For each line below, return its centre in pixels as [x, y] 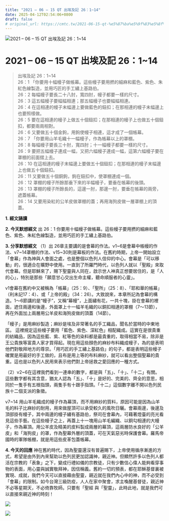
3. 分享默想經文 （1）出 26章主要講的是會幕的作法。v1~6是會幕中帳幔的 [79, 246]
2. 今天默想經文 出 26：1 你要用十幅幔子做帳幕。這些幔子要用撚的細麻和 [79, 229]
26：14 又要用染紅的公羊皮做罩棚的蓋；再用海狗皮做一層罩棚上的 [85, 201]
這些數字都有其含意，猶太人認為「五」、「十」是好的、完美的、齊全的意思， [82, 379]
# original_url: [22, 24]
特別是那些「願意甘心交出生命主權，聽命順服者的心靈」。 [79, 277]
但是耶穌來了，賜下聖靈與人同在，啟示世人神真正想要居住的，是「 [91, 271]
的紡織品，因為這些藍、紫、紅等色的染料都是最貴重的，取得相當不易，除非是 [84, 337]
